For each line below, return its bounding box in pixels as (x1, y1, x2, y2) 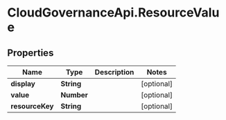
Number (60, 90, 89, 99)
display (10, 79, 36, 88)
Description (94, 68, 134, 77)
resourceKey (10, 101, 54, 111)
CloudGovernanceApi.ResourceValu (7, 5, 220, 21)
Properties (7, 47, 54, 59)
